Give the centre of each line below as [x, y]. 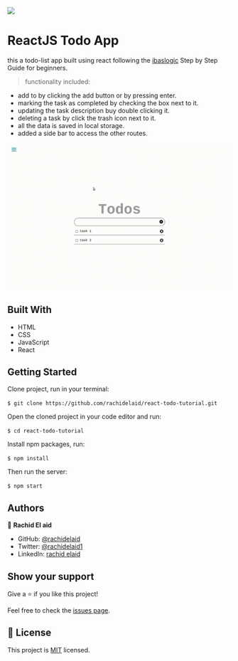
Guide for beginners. [38, 68]
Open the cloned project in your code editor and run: [85, 417]
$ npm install [28, 459]
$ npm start [25, 486]
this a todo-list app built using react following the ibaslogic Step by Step [113, 60]
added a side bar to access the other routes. [82, 133]
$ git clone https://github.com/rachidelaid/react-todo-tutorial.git [113, 403]
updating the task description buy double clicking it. [94, 110]
